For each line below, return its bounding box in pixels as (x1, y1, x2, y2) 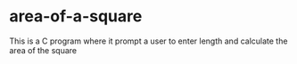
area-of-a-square (9, 6, 143, 27)
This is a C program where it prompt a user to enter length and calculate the (9, 36, 288, 46)
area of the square (9, 44, 78, 55)
